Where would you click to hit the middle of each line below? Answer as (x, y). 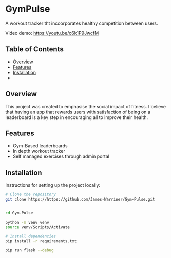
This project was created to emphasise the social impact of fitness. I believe (86, 106)
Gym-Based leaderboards (40, 146)
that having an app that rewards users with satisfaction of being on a (78, 112)
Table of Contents (35, 49)
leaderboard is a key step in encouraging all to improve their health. (77, 117)
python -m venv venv (27, 222)
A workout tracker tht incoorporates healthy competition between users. (82, 23)
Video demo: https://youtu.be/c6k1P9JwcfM (52, 33)
